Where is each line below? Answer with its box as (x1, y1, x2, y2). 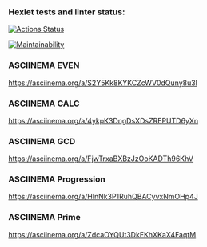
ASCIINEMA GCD (8, 135, 76, 147)
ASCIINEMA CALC (8, 98, 80, 109)
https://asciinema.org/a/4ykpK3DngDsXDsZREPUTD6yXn (8, 116, 199, 125)
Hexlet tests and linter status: (8, 6, 125, 18)
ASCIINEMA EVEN (8, 60, 80, 71)
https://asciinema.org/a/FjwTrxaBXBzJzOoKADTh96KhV (8, 154, 194, 163)
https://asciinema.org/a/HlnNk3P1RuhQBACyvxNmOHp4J (8, 192, 198, 202)
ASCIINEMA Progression (8, 174, 105, 185)
